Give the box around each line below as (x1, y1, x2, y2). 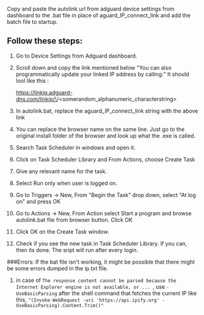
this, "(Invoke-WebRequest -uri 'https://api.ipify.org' (15, 296, 160, 303)
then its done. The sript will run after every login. (15, 246, 138, 253)
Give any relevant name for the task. (15, 168, 107, 175)
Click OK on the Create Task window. (15, 228, 109, 235)
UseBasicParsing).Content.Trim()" (15, 302, 104, 308)
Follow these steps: (7, 36, 83, 46)
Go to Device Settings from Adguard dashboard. (15, 52, 137, 59)
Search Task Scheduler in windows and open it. (15, 144, 136, 151)
